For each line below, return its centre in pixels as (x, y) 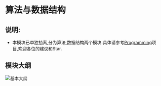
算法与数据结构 (36, 10)
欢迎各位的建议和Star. (40, 49)
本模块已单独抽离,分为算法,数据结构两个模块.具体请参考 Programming (82, 43)
